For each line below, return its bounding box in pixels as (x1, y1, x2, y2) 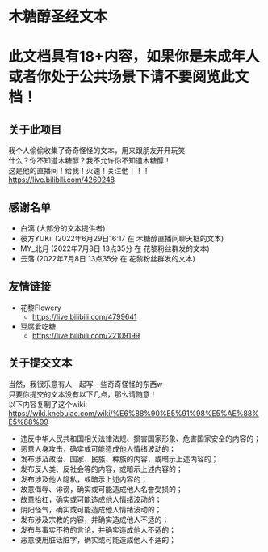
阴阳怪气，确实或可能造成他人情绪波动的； (19, 504, 162, 514)
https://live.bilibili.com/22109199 (31, 330, 140, 340)
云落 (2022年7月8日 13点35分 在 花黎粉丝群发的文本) (19, 254, 196, 263)
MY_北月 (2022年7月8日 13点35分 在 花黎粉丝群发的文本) (19, 244, 210, 253)
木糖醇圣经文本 (8, 7, 108, 26)
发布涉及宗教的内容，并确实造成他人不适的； (19, 515, 170, 524)
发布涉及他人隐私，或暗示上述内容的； (19, 474, 148, 484)
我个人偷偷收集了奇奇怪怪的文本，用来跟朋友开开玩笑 (8, 146, 186, 155)
